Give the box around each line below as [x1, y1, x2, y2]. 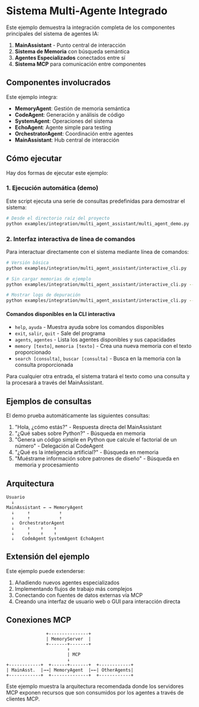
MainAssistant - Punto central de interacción [14, 41, 126, 49]
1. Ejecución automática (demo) [6, 184, 99, 192]
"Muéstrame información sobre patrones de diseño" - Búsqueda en [14, 455, 179, 462]
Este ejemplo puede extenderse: [6, 567, 85, 574]
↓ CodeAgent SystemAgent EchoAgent [11, 535, 105, 542]
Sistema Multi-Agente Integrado [6, 4, 168, 18]
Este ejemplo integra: [6, 93, 58, 100]
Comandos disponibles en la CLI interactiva [6, 310, 115, 318]
